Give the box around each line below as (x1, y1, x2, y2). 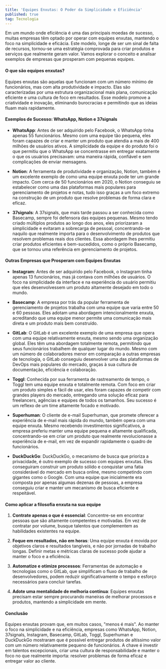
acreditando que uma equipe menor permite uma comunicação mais (12, 315, 152, 321)
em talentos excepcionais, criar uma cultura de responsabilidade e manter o (5, 648, 160, 654)
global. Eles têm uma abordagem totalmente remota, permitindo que (12, 340, 152, 346)
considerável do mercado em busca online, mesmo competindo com (12, 469, 152, 475)
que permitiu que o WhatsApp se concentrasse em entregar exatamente (12, 148, 160, 154)
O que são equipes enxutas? (5, 67, 65, 73)
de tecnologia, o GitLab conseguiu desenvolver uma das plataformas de (12, 356, 159, 362)
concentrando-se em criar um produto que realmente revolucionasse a (12, 433, 157, 439)
